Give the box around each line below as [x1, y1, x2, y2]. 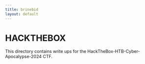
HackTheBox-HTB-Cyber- [87, 48, 140, 54]
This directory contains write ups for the [5, 48, 87, 54]
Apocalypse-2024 [5, 54, 42, 60]
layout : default [5, 12, 38, 16]
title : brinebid [5, 7, 38, 12]
